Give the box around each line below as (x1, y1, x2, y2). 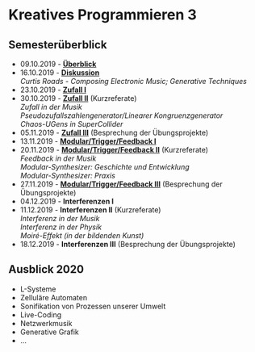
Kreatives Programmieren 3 (8, 6, 198, 24)
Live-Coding (19, 309, 62, 320)
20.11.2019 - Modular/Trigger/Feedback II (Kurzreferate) (19, 145, 208, 154)
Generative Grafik (19, 327, 79, 337)
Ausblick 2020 (8, 262, 85, 276)
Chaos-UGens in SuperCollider (19, 119, 123, 128)
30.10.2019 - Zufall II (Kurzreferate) (19, 94, 137, 103)
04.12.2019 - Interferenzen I (19, 196, 115, 206)
